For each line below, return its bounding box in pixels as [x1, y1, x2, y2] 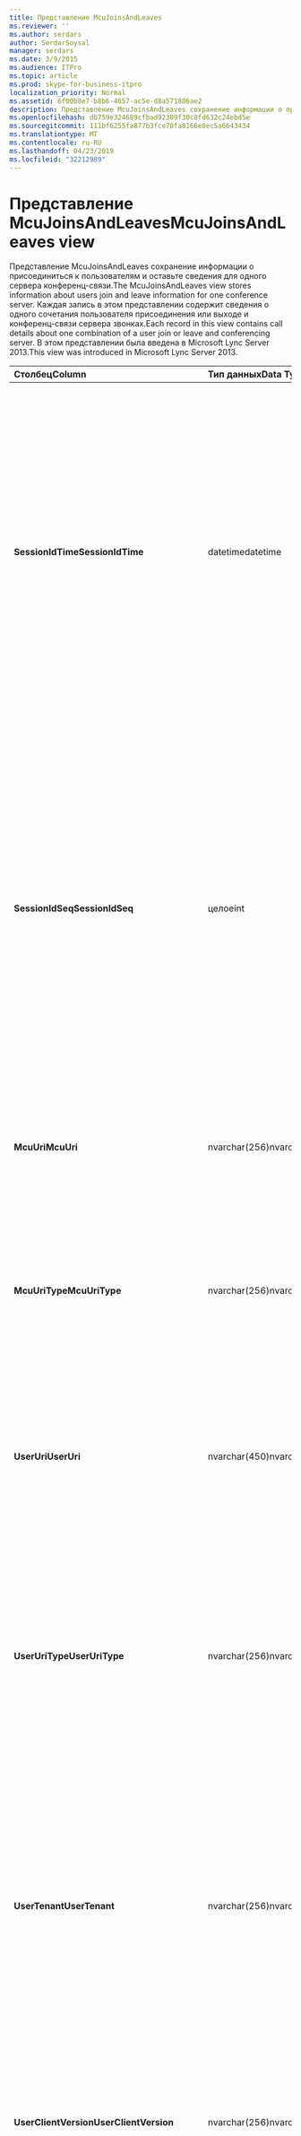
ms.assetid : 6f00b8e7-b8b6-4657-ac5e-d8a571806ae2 [9, 96, 202, 106]
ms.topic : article [9, 72, 78, 81]
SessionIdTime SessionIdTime [13, 546, 144, 559]
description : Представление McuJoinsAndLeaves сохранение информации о [9, 105, 282, 114]
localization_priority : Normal [9, 88, 126, 97]
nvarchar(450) [207, 1450, 271, 1463]
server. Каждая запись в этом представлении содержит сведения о [9, 300, 270, 310]
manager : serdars [9, 47, 74, 56]
